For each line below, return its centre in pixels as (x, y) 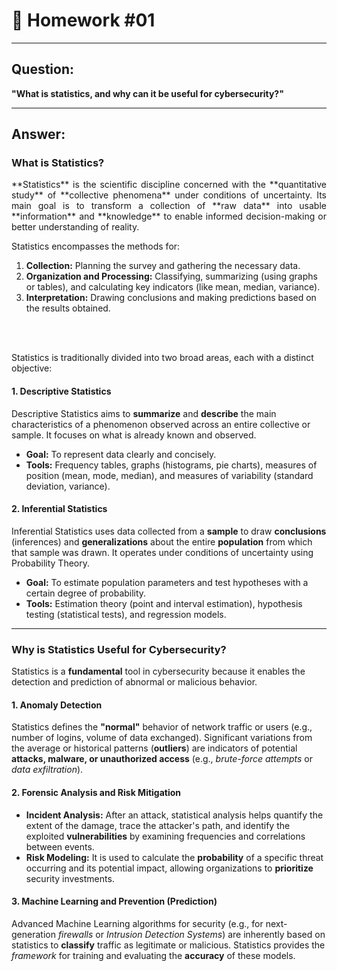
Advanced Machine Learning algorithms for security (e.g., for (137, 923)
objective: (32, 368)
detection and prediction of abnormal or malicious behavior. (134, 682)
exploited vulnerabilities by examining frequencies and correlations (165, 836)
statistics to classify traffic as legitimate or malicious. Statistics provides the (168, 945)
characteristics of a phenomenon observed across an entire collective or (161, 424)
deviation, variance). (68, 486)
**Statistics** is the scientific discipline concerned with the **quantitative (169, 185)
